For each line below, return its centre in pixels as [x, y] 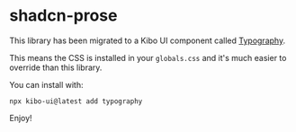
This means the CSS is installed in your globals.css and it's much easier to [148, 57]
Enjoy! [21, 118]
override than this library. [56, 67]
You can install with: [46, 84]
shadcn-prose [63, 16]
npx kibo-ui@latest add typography [76, 101]
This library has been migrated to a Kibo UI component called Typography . [148, 40]
